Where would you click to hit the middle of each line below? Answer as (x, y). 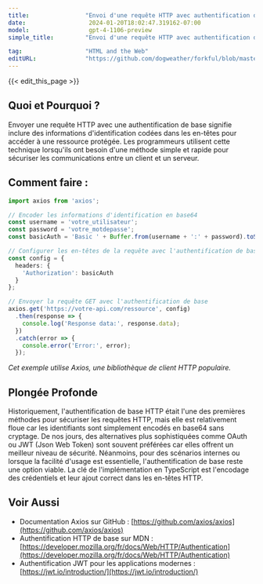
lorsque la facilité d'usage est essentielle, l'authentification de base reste (126, 462)
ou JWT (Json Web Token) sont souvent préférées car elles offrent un (121, 445)
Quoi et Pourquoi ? (54, 106)
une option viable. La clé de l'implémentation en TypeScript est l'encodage (128, 470)
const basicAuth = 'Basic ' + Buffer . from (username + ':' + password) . (127, 237)
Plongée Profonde (53, 392)
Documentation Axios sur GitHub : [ (77, 521)
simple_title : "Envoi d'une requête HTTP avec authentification (129, 37)
